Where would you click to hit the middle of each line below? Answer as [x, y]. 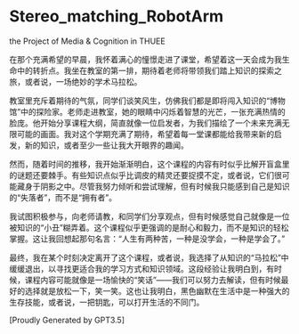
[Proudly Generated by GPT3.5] [67, 320]
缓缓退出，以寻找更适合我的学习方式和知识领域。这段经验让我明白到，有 [141, 268]
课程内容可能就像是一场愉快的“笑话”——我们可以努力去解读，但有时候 [153, 280]
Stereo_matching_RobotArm [117, 16]
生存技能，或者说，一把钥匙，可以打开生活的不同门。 [107, 302]
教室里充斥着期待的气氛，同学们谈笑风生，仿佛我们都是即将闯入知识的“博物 [148, 101]
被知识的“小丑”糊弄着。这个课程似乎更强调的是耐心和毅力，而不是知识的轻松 [149, 227]
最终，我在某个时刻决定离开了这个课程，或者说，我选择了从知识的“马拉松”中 [149, 257]
